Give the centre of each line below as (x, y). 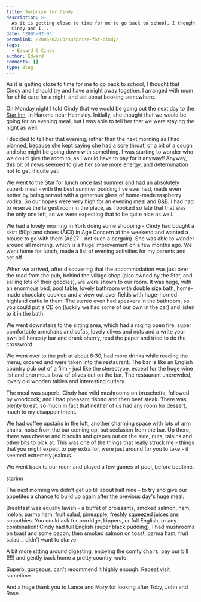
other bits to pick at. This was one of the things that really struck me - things (100, 442)
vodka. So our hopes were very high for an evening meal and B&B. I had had (100, 201)
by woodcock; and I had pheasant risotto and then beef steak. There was (96, 399)
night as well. (22, 128)
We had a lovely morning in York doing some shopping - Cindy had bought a (100, 226)
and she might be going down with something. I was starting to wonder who (100, 152)
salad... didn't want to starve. (42, 540)
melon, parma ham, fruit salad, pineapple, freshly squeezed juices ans (93, 514)
